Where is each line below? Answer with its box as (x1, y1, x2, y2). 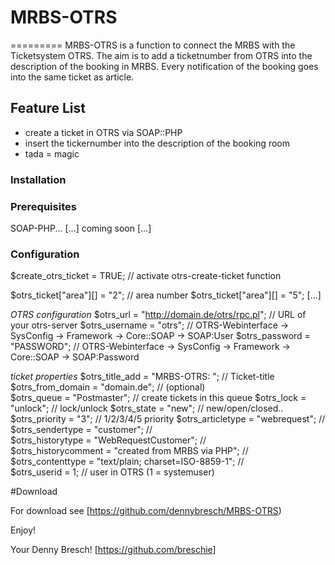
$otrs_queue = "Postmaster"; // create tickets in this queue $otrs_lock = (10, 392, 307, 404)
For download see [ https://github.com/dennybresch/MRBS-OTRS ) (10, 505, 282, 517)
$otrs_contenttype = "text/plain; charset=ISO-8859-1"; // (10, 456, 245, 468)
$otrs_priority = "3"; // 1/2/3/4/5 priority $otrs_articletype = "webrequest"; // (10, 413, 326, 425)
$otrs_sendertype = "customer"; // (10, 424, 153, 436)
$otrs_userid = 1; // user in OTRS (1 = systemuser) (10, 466, 215, 478)
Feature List (10, 100, 86, 117)
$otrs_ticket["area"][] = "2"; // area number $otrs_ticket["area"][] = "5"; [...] (10, 289, 322, 301)
